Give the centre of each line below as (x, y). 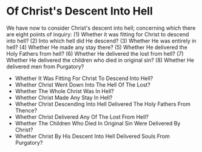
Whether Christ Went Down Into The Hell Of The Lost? (82, 84)
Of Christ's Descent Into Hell (80, 11)
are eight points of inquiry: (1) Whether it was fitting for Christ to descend (98, 34)
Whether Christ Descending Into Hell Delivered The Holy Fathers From (103, 104)
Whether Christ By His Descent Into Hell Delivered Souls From (92, 136)
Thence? (26, 110)
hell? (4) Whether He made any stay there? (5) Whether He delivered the (97, 47)
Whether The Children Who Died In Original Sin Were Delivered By (98, 123)
